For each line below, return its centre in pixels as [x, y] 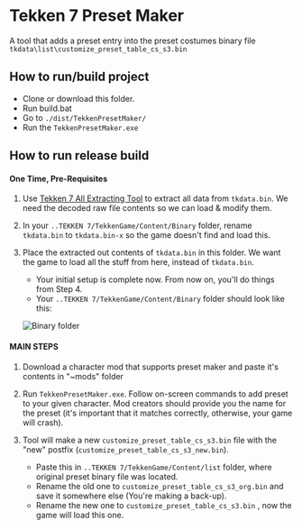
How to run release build [79, 155]
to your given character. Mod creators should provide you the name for [154, 403]
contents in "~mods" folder [73, 376]
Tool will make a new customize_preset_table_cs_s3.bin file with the [150, 440]
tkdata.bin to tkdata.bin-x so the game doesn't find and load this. [146, 235]
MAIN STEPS [34, 346]
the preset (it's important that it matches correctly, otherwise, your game [157, 413]
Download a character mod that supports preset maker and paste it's [151, 367]
